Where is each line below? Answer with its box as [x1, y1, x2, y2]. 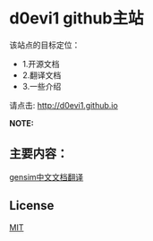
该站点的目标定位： [9, 39, 81, 50]
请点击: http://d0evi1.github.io [9, 99, 118, 110]
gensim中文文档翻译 [9, 171, 84, 182]
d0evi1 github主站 [9, 8, 144, 29]
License [9, 198, 55, 213]
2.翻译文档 [21, 69, 62, 81]
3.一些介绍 [21, 81, 62, 91]
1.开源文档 [21, 58, 60, 69]
